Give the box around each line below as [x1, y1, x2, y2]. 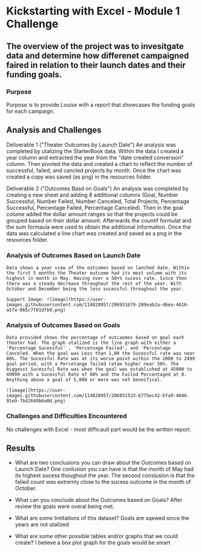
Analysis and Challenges [6, 125, 102, 135]
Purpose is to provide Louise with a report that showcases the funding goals [6, 101, 196, 108]
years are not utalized [14, 521, 69, 528]
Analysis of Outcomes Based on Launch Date [6, 251, 141, 259]
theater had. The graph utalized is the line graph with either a [6, 340, 176, 346]
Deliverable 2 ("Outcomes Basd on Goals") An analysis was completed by [6, 185, 189, 192]
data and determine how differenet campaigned [6, 50, 190, 61]
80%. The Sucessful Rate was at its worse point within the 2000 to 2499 [6, 356, 196, 362]
